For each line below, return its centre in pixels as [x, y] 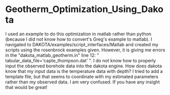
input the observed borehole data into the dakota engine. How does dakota [84, 66]
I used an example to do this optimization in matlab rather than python [78, 34]
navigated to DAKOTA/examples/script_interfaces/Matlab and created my [82, 44]
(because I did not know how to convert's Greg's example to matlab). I [79, 39]
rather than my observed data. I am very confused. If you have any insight [82, 82]
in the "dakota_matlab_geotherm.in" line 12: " [52, 55]
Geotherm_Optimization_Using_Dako [84, 9]
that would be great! [26, 87]
